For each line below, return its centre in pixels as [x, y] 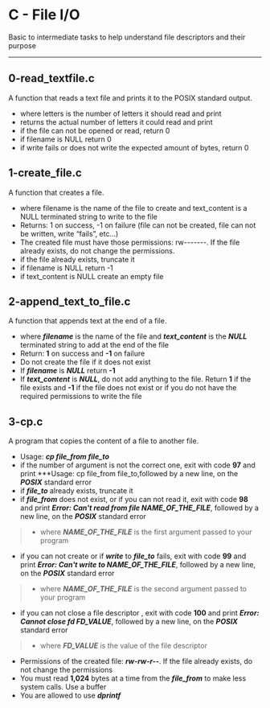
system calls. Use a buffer [63, 687]
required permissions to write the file [81, 397]
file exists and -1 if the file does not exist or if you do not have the [128, 388]
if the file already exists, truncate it [77, 259]
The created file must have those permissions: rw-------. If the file [130, 242]
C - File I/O [44, 15]
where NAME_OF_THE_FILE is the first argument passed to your [146, 532]
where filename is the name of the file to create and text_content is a [133, 208]
